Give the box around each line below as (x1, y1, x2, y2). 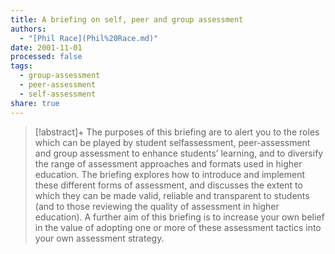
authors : (10, 24, 47, 34)
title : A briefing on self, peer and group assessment (10, 14, 244, 25)
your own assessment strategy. (34, 232, 165, 244)
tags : (10, 61, 33, 71)
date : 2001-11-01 (10, 42, 83, 53)
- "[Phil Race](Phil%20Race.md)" (19, 33, 159, 43)
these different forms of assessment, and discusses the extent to (34, 179, 303, 191)
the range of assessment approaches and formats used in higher (34, 157, 303, 170)
